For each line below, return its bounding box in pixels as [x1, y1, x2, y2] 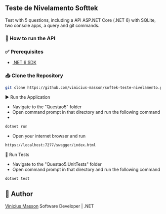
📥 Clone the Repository [5, 72, 63, 79]
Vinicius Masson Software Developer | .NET [5, 203, 94, 209]
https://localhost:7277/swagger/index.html [5, 143, 96, 148]
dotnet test [5, 176, 30, 181]
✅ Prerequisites [5, 48, 43, 55]
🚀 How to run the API [5, 35, 56, 42]
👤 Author [5, 190, 33, 198]
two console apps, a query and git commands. [5, 22, 100, 28]
